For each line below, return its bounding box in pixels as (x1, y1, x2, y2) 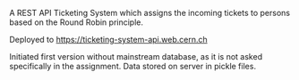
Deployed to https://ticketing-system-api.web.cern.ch (9, 35, 208, 44)
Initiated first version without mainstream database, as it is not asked (9, 52, 262, 61)
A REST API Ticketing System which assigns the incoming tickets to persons (9, 8, 291, 18)
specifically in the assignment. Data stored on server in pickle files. (9, 61, 257, 71)
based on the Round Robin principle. (9, 17, 144, 28)
